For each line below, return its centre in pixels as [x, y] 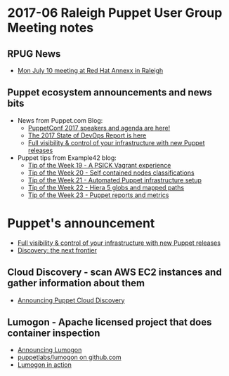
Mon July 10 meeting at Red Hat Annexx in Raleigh [90, 70]
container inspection [54, 333]
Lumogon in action [44, 365]
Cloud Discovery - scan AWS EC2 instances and [115, 273]
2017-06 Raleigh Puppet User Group [115, 13]
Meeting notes [50, 28]
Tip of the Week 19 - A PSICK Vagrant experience [99, 165]
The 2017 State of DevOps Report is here [87, 135]
